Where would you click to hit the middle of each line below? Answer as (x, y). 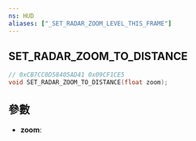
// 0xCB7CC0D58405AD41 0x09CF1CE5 (67, 75)
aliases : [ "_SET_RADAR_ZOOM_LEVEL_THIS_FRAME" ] (90, 23)
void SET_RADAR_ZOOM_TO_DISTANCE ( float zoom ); (88, 83)
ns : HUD (21, 16)
